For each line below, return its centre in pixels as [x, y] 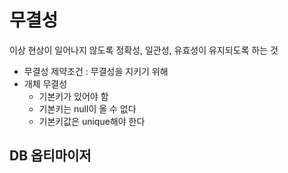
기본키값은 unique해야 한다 [92, 121]
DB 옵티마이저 [50, 156]
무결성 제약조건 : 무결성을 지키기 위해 [96, 71]
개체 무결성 [45, 83]
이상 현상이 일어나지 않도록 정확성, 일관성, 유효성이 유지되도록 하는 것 [144, 50]
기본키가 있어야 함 [73, 96]
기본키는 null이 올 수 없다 [87, 108]
